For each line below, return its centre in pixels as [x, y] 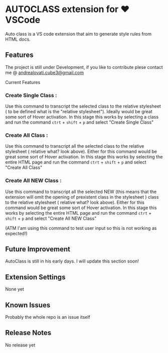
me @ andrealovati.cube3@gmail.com [45, 72]
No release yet [20, 345]
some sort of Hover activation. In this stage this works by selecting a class [82, 117]
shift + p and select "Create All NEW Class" [51, 218]
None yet [15, 289]
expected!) [16, 233]
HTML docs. [18, 39]
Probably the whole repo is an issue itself [48, 317]
